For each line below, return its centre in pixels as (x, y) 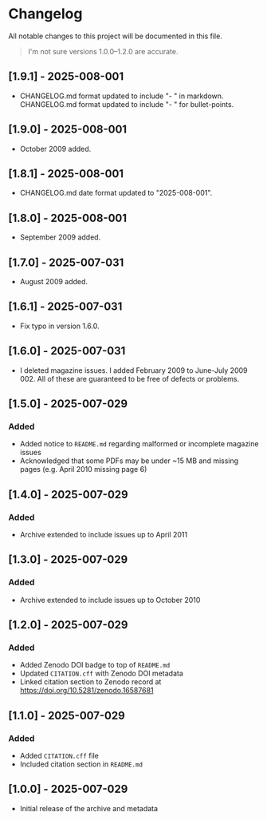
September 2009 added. (60, 237)
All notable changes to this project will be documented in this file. (116, 36)
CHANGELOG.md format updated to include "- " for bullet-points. (127, 104)
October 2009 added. (55, 149)
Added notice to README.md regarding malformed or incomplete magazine (139, 444)
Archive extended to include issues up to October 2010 (110, 600)
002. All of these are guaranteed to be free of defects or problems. (130, 378)
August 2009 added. (54, 281)
